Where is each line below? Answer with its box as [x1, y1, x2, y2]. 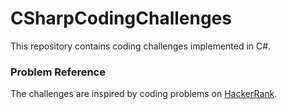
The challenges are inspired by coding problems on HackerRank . [10, 88, 278, 100]
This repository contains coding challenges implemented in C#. [10, 40, 272, 52]
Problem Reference [10, 65, 106, 79]
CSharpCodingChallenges [10, 7, 232, 30]
